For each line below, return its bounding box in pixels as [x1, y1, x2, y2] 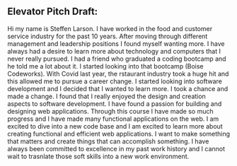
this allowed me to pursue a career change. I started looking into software [7, 77, 223, 85]
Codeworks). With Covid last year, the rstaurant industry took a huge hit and [7, 69, 229, 78]
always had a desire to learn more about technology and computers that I [7, 47, 221, 55]
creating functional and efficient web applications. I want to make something [7, 129, 231, 138]
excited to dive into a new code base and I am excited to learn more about [7, 121, 223, 130]
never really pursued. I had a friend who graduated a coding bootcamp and [7, 54, 226, 63]
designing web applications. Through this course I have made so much [7, 107, 214, 115]
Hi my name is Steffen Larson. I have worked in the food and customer [7, 24, 213, 32]
